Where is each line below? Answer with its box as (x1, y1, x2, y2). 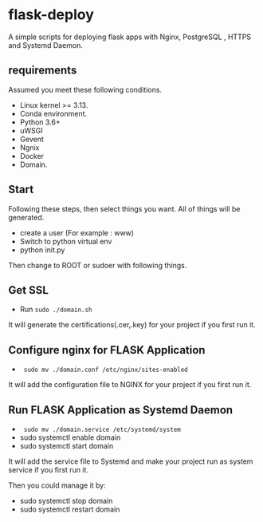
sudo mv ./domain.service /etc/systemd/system (23, 425, 181, 433)
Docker (19, 151, 45, 160)
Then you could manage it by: (8, 480, 106, 490)
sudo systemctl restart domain (19, 504, 120, 514)
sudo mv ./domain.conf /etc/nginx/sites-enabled (23, 366, 189, 374)
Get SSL (8, 283, 49, 297)
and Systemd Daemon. (8, 40, 84, 49)
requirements (8, 64, 77, 77)
